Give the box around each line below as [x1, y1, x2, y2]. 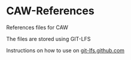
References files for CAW [6, 24, 69, 31]
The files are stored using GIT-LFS [6, 35, 91, 42]
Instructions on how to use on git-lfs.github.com [6, 46, 124, 54]
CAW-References [6, 4, 95, 18]
